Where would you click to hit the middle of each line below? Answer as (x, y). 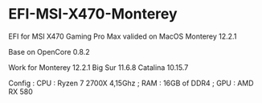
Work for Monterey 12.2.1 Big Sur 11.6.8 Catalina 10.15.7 (98, 67)
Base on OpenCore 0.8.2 (49, 51)
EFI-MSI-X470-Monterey (93, 14)
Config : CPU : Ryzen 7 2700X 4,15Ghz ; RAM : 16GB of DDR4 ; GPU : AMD (131, 83)
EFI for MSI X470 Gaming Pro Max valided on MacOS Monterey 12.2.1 (123, 36)
